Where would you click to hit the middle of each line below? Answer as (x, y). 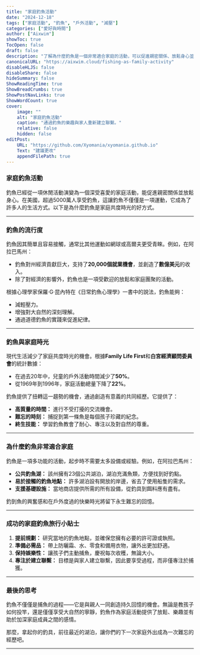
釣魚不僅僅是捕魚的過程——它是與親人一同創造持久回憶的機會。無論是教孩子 (100, 605)
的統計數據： (27, 364)
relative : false (37, 128)
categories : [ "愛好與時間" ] (39, 28)
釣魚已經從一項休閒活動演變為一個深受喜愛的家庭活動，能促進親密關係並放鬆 (100, 192)
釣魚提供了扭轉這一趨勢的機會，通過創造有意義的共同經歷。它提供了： (92, 397)
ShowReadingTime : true (34, 84)
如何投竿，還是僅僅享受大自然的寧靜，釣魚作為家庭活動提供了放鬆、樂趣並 (97, 612)
